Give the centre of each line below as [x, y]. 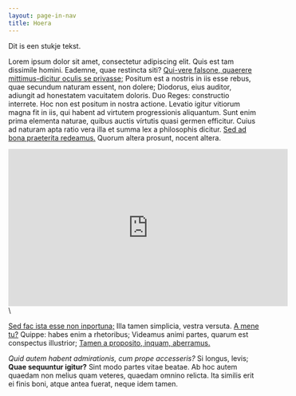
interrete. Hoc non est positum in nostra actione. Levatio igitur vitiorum [124, 104]
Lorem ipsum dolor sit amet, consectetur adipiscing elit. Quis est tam [121, 61]
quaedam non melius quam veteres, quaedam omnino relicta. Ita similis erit [131, 375]
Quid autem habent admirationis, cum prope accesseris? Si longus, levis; [128, 358]
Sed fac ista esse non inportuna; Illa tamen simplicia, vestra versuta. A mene [134, 326]
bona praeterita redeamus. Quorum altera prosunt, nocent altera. [115, 137]
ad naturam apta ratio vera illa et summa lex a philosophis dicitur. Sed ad [128, 129]
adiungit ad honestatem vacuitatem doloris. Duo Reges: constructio [119, 95]
